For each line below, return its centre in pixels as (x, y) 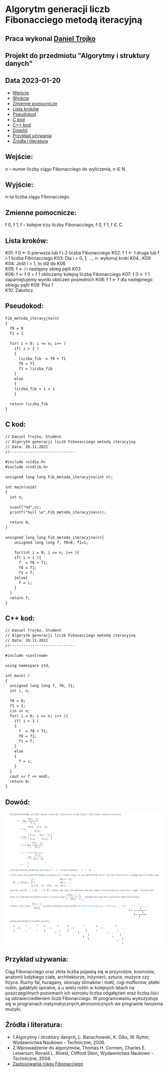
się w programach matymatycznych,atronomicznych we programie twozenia (84, 1003)
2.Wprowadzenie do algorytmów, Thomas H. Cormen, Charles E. (79, 1048)
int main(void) (21, 487)
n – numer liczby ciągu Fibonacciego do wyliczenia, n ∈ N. (66, 169)
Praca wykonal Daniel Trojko (51, 39)
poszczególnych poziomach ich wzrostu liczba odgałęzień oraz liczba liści (82, 993)
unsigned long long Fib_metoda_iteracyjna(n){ (55, 538)
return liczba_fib (29, 404)
